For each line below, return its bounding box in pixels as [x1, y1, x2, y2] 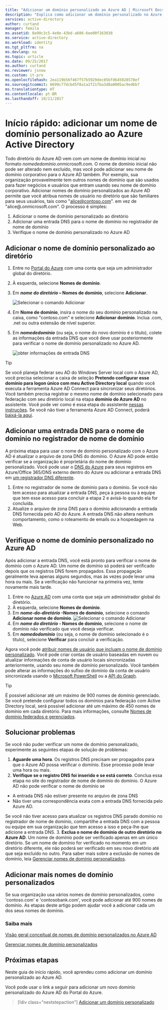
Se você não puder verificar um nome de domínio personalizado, [5, 741, 139, 747]
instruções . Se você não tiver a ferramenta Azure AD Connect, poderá [5, 407, 150, 413]
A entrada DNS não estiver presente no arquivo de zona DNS [12, 793, 138, 799]
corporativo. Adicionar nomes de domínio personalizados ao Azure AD [5, 188, 150, 194]
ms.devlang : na [5, 49, 37, 54]
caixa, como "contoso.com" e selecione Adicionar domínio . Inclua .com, [12, 315, 162, 320]
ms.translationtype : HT [5, 86, 55, 92]
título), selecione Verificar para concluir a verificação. [12, 636, 124, 643]
